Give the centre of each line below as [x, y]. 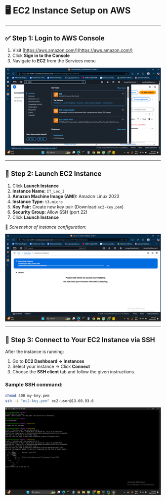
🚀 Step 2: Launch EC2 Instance [53, 174]
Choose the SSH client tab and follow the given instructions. [74, 372]
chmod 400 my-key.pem [27, 396]
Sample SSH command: [34, 385]
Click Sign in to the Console [41, 55]
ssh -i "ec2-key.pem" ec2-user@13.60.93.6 [49, 401]
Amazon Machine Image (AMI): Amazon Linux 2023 [66, 196]
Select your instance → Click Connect [51, 367]
